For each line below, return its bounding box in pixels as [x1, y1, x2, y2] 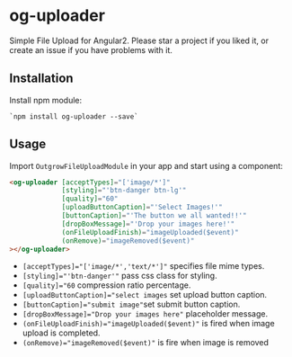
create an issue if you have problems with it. [9, 44, 173, 55]
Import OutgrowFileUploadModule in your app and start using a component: [9, 160, 283, 171]
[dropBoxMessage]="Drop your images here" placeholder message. [22, 308, 268, 319]
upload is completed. [22, 327, 101, 338]
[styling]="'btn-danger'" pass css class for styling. [22, 271, 217, 281]
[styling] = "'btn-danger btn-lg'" [61, 186, 187, 195]
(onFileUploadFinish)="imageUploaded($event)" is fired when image [22, 318, 276, 329]
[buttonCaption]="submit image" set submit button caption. [22, 299, 241, 310]
